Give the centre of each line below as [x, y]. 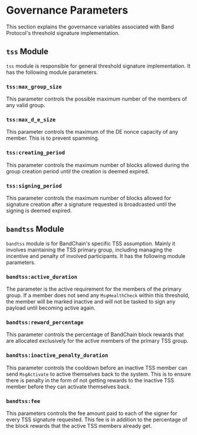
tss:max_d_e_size [31, 120]
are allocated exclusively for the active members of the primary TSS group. [97, 341]
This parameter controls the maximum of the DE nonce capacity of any [92, 132]
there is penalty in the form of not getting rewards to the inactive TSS [90, 380]
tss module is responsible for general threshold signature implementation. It [98, 66]
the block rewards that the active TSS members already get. [79, 426]
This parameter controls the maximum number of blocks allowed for [88, 198]
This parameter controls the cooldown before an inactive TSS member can [97, 368]
